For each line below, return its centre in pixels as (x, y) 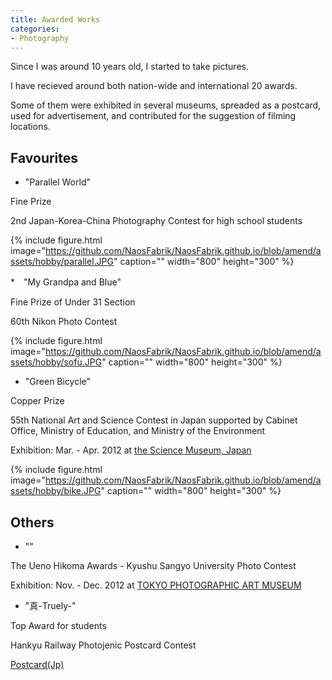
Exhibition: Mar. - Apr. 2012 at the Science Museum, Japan (131, 450)
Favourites (44, 157)
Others (32, 522)
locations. (30, 127)
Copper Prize (37, 401)
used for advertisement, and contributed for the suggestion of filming (153, 116)
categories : (35, 29)
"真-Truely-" (50, 605)
